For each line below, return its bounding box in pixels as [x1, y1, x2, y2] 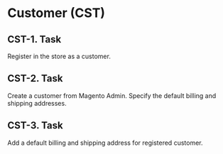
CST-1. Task [7, 33, 62, 45]
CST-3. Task [7, 119, 63, 132]
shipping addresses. [7, 99, 67, 107]
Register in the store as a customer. [7, 52, 111, 60]
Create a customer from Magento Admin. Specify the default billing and [7, 91, 217, 100]
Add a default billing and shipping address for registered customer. [7, 138, 203, 147]
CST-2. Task [7, 72, 63, 84]
